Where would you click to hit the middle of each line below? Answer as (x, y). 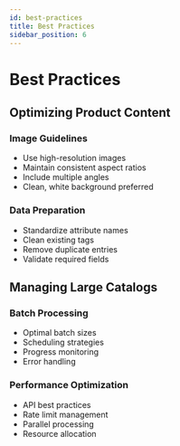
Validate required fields (66, 259)
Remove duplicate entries (70, 249)
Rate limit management (65, 414)
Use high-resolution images (74, 158)
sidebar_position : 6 (48, 34)
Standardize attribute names (75, 230)
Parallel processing (58, 424)
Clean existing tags (58, 240)
